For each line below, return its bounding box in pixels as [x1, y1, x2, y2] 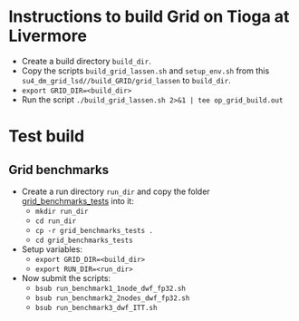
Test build [8, 126, 85, 147]
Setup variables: [21, 243, 83, 255]
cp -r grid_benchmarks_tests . [34, 226, 154, 235]
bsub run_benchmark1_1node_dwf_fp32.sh [34, 284, 187, 293]
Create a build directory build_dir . [21, 55, 151, 66]
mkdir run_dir [34, 207, 89, 216]
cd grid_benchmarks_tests [34, 236, 133, 245]
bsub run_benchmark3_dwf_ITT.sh [34, 303, 158, 312]
